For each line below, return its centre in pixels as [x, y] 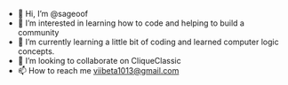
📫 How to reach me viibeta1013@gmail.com [98, 70]
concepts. [36, 51]
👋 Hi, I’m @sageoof [53, 14]
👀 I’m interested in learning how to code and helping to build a [131, 23]
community [38, 32]
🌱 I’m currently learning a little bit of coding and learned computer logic [148, 42]
